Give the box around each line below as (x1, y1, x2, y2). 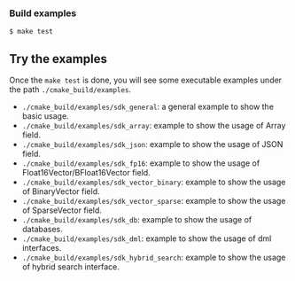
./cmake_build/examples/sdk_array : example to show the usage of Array (21, 121, 286, 131)
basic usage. (21, 111, 69, 121)
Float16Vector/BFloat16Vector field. (21, 168, 151, 178)
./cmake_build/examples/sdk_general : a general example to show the (21, 101, 275, 113)
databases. (21, 224, 64, 235)
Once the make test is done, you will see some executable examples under (9, 74, 282, 86)
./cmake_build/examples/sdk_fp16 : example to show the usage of (21, 158, 260, 168)
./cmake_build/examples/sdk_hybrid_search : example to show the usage (21, 252, 286, 263)
